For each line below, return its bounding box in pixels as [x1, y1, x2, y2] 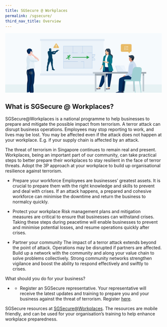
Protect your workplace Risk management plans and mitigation [12, 208, 141, 214]
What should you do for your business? [5, 275, 85, 282]
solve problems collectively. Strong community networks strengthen [12, 255, 153, 261]
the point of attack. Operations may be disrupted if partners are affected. [12, 245, 162, 251]
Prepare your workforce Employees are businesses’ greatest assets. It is [12, 177, 161, 183]
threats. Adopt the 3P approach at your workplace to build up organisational [5, 162, 161, 168]
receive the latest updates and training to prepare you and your [19, 290, 149, 297]
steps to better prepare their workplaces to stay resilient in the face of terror [5, 157, 161, 163]
